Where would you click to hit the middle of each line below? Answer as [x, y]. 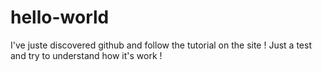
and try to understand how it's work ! [86, 55]
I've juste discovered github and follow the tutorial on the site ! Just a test [161, 45]
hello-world [60, 17]
